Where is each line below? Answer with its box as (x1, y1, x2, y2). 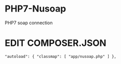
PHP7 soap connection (5, 20, 53, 26)
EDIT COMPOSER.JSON (5, 37, 107, 49)
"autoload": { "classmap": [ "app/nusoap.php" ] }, (5, 54, 116, 59)
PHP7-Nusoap (5, 3, 67, 15)
